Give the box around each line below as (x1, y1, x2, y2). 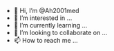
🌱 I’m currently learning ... (13, 21, 88, 29)
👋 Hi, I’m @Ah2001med (13, 7, 79, 14)
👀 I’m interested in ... (13, 14, 73, 22)
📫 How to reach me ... (13, 37, 78, 44)
